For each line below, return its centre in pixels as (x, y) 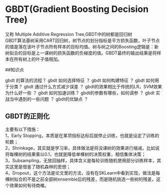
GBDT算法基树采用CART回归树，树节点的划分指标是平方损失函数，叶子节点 (83, 40)
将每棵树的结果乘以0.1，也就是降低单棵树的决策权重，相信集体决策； (76, 154)
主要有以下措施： (23, 129)
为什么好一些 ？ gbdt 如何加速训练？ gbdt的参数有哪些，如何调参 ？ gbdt (80, 93)
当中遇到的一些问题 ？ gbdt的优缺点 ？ (49, 99)
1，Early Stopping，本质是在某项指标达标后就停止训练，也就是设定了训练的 (82, 135)
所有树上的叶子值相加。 (38, 59)
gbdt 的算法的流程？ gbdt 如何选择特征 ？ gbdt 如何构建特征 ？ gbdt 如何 (80, 80)
